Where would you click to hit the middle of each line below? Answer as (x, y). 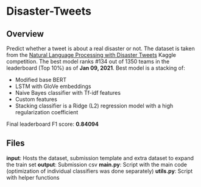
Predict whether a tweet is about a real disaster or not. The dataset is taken (100, 48)
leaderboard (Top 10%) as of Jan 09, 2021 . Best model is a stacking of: (96, 68)
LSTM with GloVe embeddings (53, 86)
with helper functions (33, 177)
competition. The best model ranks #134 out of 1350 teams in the (88, 61)
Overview (25, 34)
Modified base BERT (41, 80)
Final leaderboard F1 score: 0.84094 (53, 124)
